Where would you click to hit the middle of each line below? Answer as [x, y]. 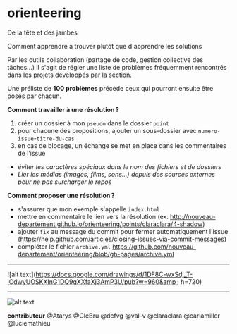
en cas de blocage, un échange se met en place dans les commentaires [122, 145]
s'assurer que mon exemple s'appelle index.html [89, 209]
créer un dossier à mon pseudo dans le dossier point [93, 123]
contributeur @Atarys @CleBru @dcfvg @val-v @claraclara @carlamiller [114, 316]
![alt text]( [22, 274]
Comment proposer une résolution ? [61, 195]
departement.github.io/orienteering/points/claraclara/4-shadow [110, 224]
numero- [209, 131]
